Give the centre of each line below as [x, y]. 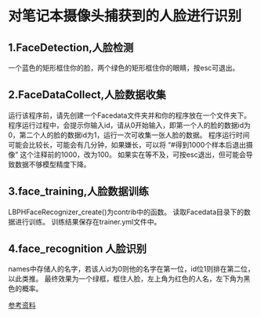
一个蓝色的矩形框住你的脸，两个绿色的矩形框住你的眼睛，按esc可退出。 [124, 68]
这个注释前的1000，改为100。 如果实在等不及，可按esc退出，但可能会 [133, 155]
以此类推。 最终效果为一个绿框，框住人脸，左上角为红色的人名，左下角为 [126, 279]
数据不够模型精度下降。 [53, 164]
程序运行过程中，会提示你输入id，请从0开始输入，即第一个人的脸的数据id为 [129, 125]
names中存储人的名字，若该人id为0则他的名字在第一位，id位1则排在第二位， [131, 269]
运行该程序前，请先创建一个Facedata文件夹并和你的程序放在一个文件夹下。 [129, 115]
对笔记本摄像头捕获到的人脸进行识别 [125, 16]
